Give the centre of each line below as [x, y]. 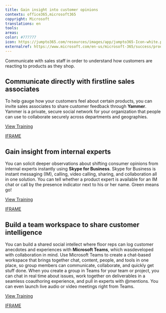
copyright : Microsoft [27, 19]
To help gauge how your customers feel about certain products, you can [79, 101]
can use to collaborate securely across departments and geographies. [77, 117]
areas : [12, 33]
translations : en [23, 24]
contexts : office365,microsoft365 [41, 14]
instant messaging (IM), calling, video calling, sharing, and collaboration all [81, 174]
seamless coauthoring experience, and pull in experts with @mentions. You [82, 281]
